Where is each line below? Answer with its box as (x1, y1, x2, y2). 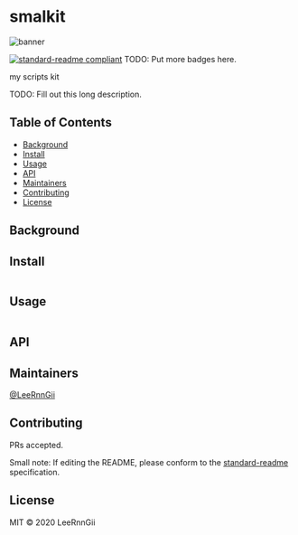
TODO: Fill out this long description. (9, 89, 142, 99)
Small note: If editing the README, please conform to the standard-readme (9, 456, 289, 467)
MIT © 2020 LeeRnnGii (9, 517, 96, 528)
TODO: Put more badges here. (124, 53, 237, 64)
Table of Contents (9, 115, 113, 130)
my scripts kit (9, 70, 61, 82)
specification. (9, 466, 61, 477)
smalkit (9, 6, 66, 27)
